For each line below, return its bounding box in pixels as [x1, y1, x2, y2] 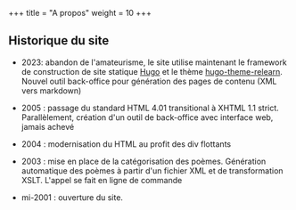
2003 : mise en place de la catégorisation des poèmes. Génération [21, 156, 267, 166]
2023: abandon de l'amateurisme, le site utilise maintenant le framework [21, 57, 287, 68]
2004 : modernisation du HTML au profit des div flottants [21, 138, 232, 149]
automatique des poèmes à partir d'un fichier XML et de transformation [21, 165, 284, 176]
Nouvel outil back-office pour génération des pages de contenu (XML [21, 76, 277, 86]
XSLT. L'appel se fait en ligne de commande [21, 174, 183, 185]
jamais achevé [21, 121, 75, 132]
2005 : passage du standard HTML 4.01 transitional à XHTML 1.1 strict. [21, 102, 280, 113]
